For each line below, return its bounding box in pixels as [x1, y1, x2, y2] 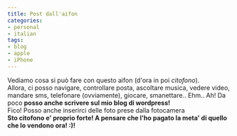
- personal [7, 23, 40, 30]
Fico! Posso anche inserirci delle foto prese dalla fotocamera [7, 106, 185, 114]
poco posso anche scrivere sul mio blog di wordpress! [7, 98, 171, 107]
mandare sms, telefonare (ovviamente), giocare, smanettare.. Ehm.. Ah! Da [7, 91, 226, 99]
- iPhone [7, 57, 33, 64]
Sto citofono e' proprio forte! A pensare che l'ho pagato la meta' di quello [7, 113, 228, 122]
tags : [7, 37, 23, 44]
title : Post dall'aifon [7, 10, 78, 18]
